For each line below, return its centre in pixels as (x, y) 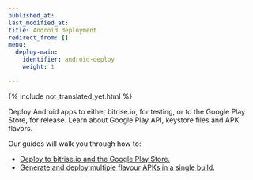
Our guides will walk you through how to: (75, 144)
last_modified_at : (38, 23)
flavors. (21, 128)
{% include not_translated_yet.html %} (70, 96)
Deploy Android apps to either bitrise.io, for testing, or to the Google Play (127, 111)
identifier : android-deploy (68, 60)
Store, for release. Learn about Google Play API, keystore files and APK (124, 120)
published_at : (32, 15)
